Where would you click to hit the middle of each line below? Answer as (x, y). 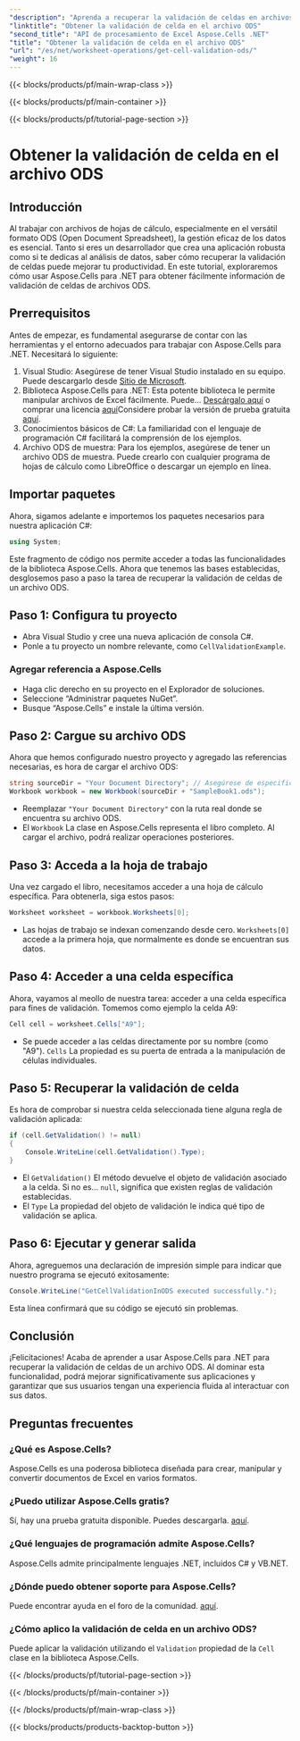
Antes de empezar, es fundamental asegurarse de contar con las (129, 335)
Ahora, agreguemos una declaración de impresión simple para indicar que (146, 1265)
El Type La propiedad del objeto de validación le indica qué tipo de (143, 1206)
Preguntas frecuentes (71, 1423)
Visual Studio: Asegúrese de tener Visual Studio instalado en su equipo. (154, 371)
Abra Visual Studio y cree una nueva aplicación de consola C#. (138, 637)
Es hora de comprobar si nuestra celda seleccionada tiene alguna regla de (146, 1109)
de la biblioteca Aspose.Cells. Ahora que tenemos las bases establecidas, (145, 568)
